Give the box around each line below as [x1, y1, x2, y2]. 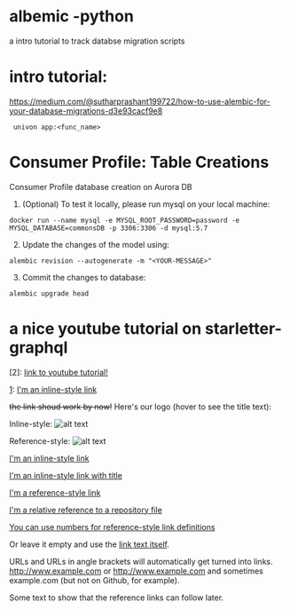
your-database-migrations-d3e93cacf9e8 [9, 105, 163, 116]
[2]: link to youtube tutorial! [9, 367, 108, 377]
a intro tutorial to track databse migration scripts [9, 36, 185, 46]
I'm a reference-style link [9, 487, 101, 498]
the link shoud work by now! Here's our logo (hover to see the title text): [9, 401, 272, 412]
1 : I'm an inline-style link [9, 384, 98, 394]
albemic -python [9, 6, 135, 27]
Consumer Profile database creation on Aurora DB [9, 181, 192, 192]
